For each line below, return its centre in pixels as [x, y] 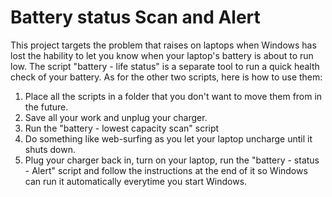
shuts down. [50, 149]
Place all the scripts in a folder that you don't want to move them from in [173, 96]
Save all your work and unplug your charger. [116, 117]
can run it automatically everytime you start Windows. [136, 181]
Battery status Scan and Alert [135, 17]
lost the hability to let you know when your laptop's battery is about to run [162, 55]
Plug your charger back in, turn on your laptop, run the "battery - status [172, 160]
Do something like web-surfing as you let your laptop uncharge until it [168, 138]
